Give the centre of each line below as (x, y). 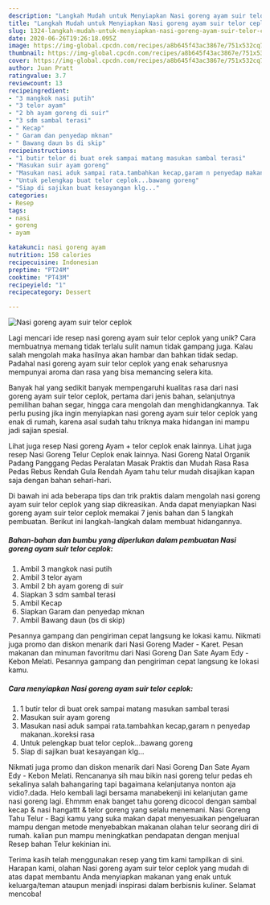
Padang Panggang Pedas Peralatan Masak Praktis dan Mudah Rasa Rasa (129, 463)
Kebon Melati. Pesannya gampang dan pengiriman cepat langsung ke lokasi (134, 662)
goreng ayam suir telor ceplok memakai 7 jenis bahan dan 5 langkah (121, 513)
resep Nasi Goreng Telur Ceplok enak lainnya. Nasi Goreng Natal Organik (129, 455)
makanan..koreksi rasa (57, 734)
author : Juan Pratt (41, 68)
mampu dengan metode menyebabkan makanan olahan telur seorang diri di (133, 827)
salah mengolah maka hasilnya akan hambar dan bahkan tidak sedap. (123, 355)
